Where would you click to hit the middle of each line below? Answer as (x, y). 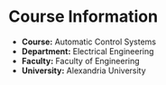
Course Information (83, 17)
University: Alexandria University (83, 71)
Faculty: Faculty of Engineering (81, 61)
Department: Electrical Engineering (88, 51)
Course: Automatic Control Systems (89, 42)
